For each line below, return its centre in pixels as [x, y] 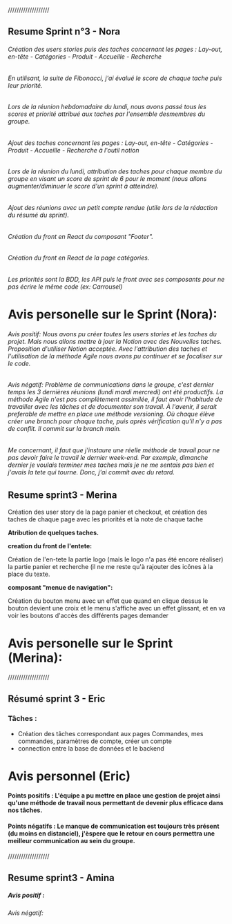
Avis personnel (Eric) [69, 776]
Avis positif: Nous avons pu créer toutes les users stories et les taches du [112, 334]
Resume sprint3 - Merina [62, 495]
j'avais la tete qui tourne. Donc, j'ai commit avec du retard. [91, 472]
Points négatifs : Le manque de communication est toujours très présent [114, 826]
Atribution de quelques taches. [54, 532]
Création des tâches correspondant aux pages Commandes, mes [110, 733]
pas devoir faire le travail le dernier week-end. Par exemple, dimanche [108, 457]
